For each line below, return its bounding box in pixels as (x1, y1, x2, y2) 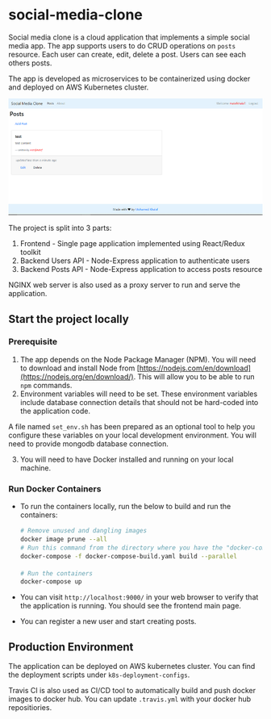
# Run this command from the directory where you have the (19, 543, 223, 552)
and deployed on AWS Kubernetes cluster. (8, 82, 149, 92)
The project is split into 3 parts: (8, 224, 112, 233)
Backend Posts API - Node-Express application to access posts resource (19, 265, 263, 274)
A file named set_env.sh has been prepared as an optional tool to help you (8, 421, 256, 431)
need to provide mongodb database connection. (8, 438, 169, 449)
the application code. (19, 406, 91, 416)
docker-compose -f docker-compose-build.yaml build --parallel (19, 552, 238, 560)
